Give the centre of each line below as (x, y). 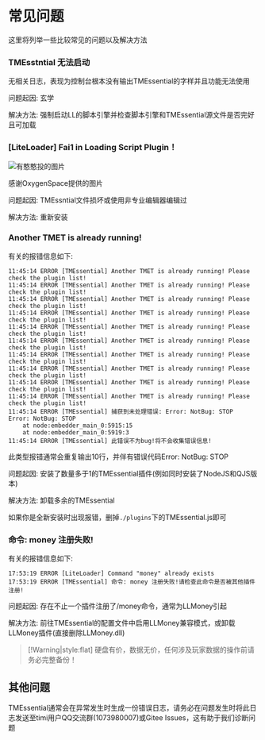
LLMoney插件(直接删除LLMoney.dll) (67, 633)
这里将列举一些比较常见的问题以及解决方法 (78, 40)
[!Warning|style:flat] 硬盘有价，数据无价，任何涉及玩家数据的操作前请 (141, 650)
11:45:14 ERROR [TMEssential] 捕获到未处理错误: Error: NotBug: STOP (121, 411)
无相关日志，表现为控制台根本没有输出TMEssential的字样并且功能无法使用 (129, 81)
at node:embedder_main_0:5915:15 (78, 426)
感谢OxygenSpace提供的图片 (56, 183)
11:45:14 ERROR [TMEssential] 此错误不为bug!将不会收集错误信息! (110, 441)
